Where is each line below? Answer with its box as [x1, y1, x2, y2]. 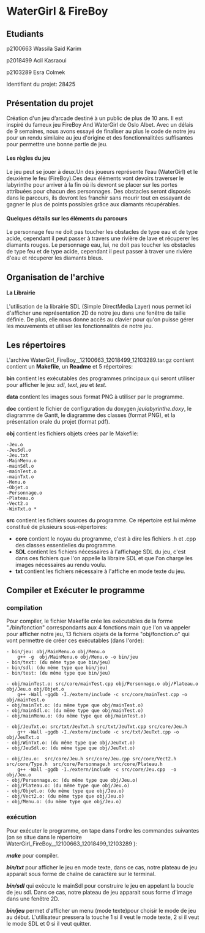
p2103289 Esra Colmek [6, 69, 65, 76]
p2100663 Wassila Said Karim [6, 45, 81, 52]
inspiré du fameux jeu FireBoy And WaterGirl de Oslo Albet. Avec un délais [6, 121, 194, 128]
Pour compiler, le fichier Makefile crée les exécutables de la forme [6, 617, 173, 625]
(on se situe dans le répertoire [6, 833, 83, 841]
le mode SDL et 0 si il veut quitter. [6, 920, 92, 927]
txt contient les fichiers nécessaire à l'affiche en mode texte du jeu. [15, 568, 185, 575]
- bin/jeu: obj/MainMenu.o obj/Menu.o [6, 649, 105, 655]
